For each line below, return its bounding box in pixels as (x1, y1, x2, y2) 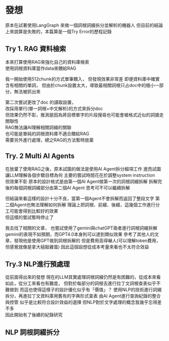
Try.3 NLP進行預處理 (5, 260, 70, 268)
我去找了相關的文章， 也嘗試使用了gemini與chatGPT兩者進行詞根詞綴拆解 (5, 225, 157, 231)
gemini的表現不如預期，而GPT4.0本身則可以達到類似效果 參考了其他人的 (5, 231, 155, 237)
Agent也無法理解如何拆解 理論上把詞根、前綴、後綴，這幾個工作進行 (14, 202, 156, 208)
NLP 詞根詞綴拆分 (5, 328, 60, 336)
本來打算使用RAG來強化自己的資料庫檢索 (5, 59, 90, 65)
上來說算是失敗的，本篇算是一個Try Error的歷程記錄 (5, 28, 112, 34)
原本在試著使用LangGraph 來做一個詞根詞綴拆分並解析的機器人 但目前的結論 (5, 22, 163, 28)
